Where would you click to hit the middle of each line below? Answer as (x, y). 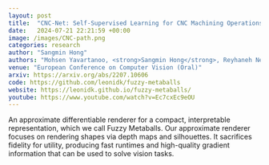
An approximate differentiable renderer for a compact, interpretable (119, 120)
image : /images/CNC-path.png (57, 38)
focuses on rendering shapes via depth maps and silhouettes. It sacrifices (130, 137)
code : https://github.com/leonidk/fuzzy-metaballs (94, 82)
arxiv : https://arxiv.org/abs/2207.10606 (78, 75)
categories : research (44, 45)
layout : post (30, 16)
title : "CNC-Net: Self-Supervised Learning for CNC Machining (116, 23)
